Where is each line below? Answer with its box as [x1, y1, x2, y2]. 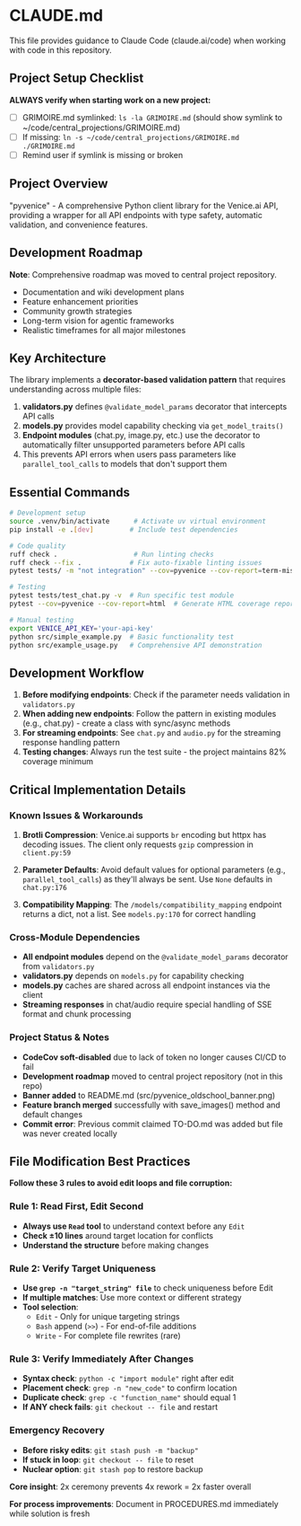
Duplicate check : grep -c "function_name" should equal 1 [21, 1392, 236, 1403]
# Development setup [9, 508, 87, 517]
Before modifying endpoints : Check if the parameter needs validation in [21, 689, 290, 701]
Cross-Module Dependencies [9, 931, 141, 943]
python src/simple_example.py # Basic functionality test [9, 632, 235, 641]
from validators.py [21, 961, 95, 972]
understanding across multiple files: [9, 384, 142, 395]
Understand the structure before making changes [21, 1239, 209, 1250]
